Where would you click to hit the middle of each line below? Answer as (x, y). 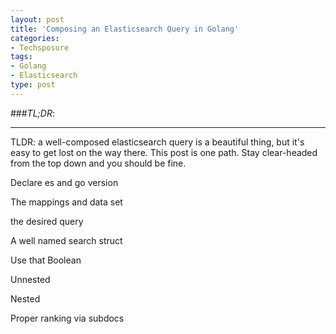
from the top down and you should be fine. (98, 163)
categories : (35, 38)
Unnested (30, 279)
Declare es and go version (64, 182)
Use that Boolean (46, 260)
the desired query (47, 221)
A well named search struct (66, 240)
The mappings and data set (66, 202)
